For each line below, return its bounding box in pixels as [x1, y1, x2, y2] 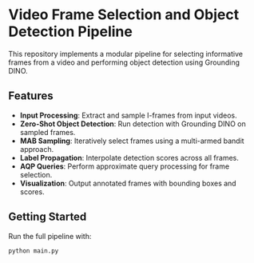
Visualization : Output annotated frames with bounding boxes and [19, 178, 237, 188]
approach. [19, 144, 54, 153]
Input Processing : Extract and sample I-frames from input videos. [19, 110, 237, 120]
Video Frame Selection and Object [8, 6, 240, 24]
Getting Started [8, 210, 87, 224]
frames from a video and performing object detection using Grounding [8, 58, 240, 67]
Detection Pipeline [8, 22, 133, 41]
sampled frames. [19, 127, 76, 137]
